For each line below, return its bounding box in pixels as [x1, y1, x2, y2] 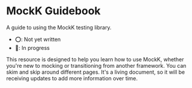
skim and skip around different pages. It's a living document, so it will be [6, 68, 185, 76]
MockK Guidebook [6, 4, 101, 18]
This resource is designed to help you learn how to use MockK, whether [6, 55, 184, 63]
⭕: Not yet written [14, 36, 61, 43]
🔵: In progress [14, 44, 50, 51]
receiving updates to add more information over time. [6, 74, 138, 81]
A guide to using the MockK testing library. [6, 24, 112, 31]
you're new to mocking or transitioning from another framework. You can [6, 62, 187, 69]
